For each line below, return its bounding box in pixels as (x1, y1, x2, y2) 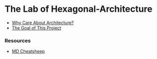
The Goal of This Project (11, 25, 62, 30)
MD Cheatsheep (11, 48, 45, 55)
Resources (4, 37, 31, 44)
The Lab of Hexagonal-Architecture (4, 3, 153, 15)
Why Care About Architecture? (11, 20, 74, 26)
